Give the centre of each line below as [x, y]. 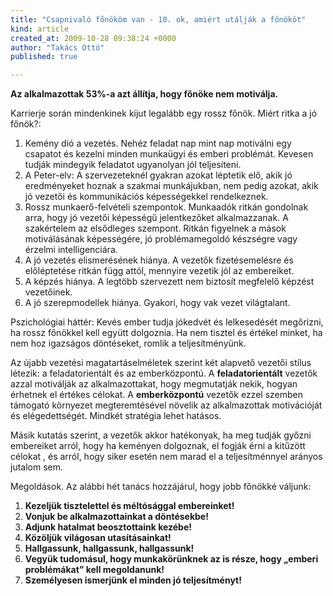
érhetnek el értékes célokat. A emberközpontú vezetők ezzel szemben [156, 395]
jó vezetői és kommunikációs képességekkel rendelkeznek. [146, 197]
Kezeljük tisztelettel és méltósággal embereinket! [129, 506]
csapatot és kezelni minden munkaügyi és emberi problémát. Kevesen [169, 154]
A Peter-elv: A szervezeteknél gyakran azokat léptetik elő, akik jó [158, 175]
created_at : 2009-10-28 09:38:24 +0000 [93, 38]
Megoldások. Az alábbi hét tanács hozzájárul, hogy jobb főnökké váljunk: [161, 487]
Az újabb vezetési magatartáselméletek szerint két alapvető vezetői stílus [161, 363]
